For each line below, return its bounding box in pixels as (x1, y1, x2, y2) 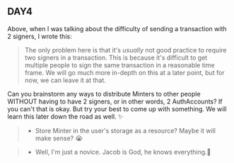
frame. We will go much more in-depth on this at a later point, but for (24, 68, 225, 77)
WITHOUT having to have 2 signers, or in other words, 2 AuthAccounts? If (7, 97, 223, 106)
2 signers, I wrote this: (7, 32, 72, 40)
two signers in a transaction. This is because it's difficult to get (24, 53, 208, 62)
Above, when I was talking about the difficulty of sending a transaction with (7, 24, 227, 33)
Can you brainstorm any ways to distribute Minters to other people (7, 89, 201, 98)
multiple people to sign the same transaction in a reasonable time (24, 60, 215, 69)
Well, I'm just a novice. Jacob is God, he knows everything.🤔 (35, 147, 211, 156)
